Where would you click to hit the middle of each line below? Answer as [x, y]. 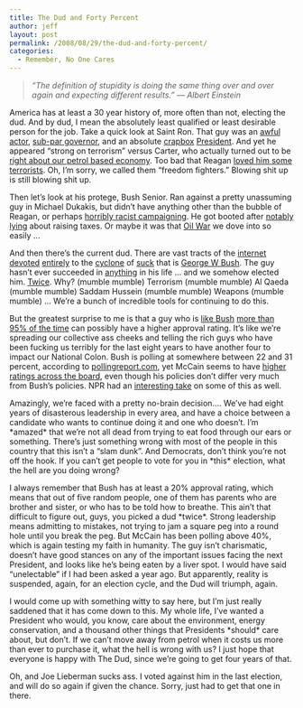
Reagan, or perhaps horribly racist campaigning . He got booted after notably [151, 216]
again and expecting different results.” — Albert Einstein [136, 95]
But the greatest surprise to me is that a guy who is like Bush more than [142, 318]
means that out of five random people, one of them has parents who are [143, 497]
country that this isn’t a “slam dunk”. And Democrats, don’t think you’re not [148, 451]
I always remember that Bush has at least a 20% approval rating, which [142, 488]
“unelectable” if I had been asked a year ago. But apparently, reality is [139, 574]
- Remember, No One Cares [66, 60]
